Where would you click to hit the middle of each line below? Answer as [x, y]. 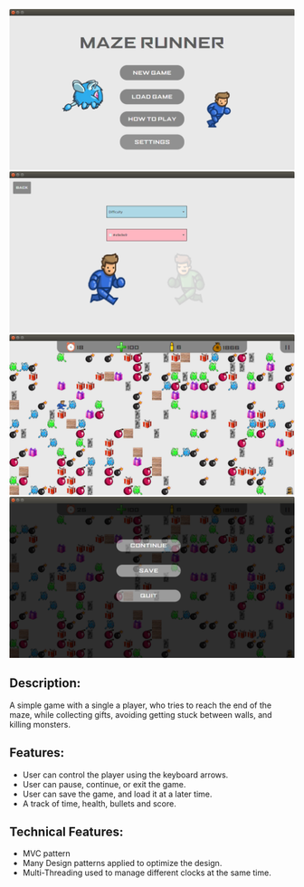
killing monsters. [40, 724]
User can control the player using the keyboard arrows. [125, 775]
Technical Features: [66, 831]
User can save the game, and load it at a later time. [117, 794]
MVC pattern [46, 854]
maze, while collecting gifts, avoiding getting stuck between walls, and [141, 714]
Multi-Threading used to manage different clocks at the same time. [147, 873]
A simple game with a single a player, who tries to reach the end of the [141, 705]
